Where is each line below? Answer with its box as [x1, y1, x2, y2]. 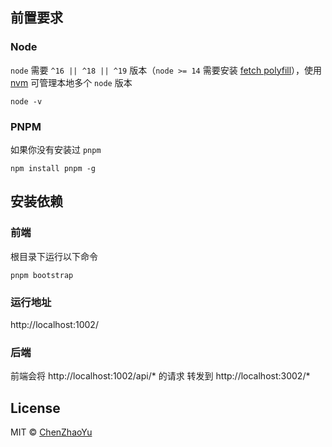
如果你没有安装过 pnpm [10, 143, 102, 155]
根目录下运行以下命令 [10, 250, 98, 262]
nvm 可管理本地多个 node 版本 [10, 76, 133, 88]
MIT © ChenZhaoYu [10, 426, 93, 438]
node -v [10, 96, 43, 107]
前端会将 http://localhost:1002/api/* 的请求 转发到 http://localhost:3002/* [10, 370, 311, 382]
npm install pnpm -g [10, 163, 97, 173]
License [10, 399, 61, 417]
